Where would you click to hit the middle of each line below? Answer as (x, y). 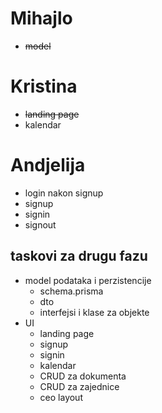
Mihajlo (41, 18)
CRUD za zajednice (79, 386)
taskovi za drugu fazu (79, 256)
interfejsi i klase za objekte (94, 312)
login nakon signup (64, 193)
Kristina (44, 86)
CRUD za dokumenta (83, 376)
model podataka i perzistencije (88, 280)
